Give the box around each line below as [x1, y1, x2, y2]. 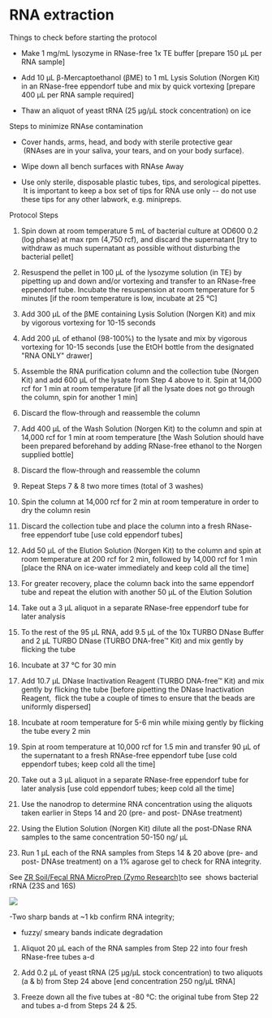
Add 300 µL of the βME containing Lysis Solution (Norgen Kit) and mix [20, 308, 256, 318]
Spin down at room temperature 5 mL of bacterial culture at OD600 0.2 [20, 226, 258, 235]
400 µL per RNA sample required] [20, 89, 135, 99]
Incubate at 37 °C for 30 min [20, 660, 117, 670]
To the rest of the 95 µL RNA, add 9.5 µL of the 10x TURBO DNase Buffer [20, 627, 265, 636]
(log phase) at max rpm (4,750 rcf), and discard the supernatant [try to [20, 234, 258, 244]
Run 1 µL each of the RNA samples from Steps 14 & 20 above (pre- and [20, 848, 258, 857]
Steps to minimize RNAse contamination [9, 121, 144, 131]
